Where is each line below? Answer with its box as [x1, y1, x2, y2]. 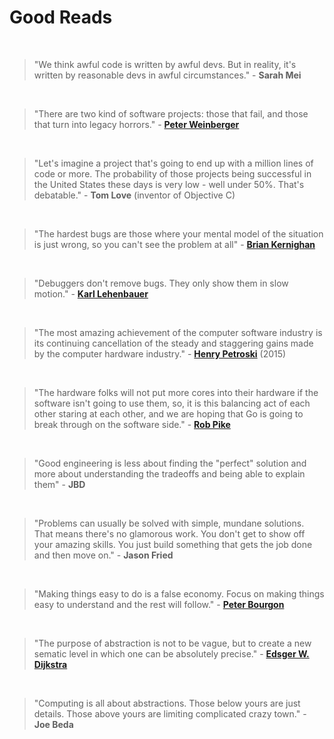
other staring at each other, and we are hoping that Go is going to [33, 407, 304, 420]
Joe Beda [33, 718, 74, 730]
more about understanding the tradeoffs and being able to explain [33, 467, 306, 480]
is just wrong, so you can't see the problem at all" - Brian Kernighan [33, 238, 316, 250]
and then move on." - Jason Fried [33, 549, 174, 561]
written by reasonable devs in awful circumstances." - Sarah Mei [33, 69, 302, 81]
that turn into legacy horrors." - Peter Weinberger [33, 118, 240, 130]
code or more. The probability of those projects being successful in [33, 167, 312, 180]
